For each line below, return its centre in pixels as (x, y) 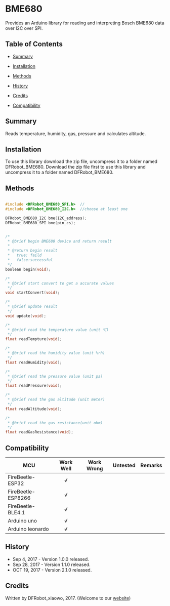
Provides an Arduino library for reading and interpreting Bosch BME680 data (85, 23)
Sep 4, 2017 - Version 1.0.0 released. (51, 559)
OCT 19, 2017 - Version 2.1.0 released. (52, 570)
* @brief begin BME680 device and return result (60, 241)
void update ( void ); (26, 316)
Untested (124, 465)
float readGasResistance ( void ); (39, 432)
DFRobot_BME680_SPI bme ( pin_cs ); (40, 223)
